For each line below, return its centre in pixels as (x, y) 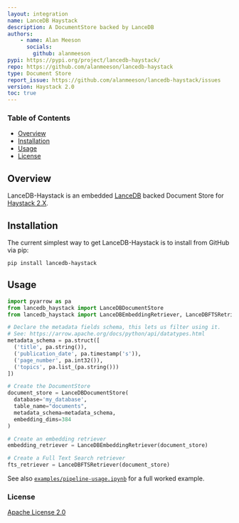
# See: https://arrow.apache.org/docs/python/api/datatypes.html (106, 334)
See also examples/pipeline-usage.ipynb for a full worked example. (106, 479)
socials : (39, 47)
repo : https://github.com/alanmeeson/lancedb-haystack (90, 67)
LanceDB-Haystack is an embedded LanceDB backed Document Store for (116, 195)
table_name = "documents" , (51, 406)
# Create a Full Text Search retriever (67, 458)
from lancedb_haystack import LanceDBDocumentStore (85, 308)
